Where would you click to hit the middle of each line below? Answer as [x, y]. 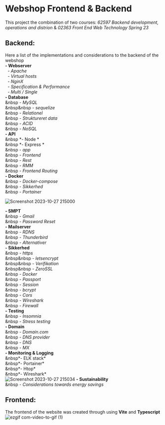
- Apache [17, 71]
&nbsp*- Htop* [21, 369]
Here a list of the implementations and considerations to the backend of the [82, 55]
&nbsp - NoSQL [21, 129]
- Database [17, 97]
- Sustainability [92, 379]
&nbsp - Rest [18, 160]
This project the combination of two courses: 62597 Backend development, [82, 22]
